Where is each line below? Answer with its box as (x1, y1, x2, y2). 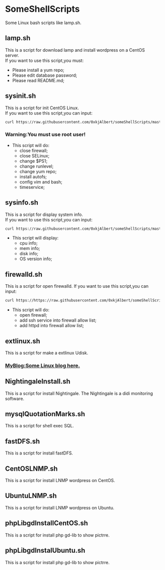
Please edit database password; (12, 72, 78, 78)
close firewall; (19, 148, 48, 153)
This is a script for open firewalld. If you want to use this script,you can (5, 283, 149, 289)
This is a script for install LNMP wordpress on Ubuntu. (5, 505, 114, 510)
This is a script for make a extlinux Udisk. (5, 350, 88, 356)
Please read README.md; (12, 77, 65, 83)
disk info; (19, 251, 38, 257)
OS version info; (19, 256, 53, 262)
